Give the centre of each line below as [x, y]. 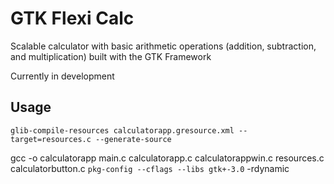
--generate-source [133, 139]
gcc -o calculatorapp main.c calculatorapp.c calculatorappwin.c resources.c [167, 158]
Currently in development [62, 76]
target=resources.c [51, 139]
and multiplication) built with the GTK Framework [111, 56]
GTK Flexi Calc [72, 18]
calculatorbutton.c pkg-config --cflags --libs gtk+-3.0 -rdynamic [150, 168]
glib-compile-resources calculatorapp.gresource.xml [122, 130]
